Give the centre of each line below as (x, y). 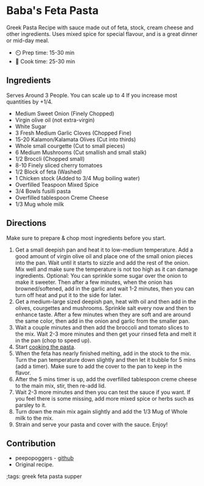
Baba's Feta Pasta (52, 11)
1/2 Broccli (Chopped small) (50, 158)
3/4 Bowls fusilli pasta (43, 191)
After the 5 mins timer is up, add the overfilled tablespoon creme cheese (106, 379)
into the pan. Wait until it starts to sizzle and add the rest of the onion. (102, 262)
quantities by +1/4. (30, 102)
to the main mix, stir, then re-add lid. (61, 386)
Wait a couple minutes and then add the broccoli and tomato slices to (102, 327)
